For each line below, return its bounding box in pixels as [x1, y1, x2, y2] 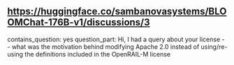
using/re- [200, 42, 228, 51]
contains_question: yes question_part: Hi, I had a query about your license [7, 35, 221, 43]
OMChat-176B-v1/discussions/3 [7, 17, 150, 29]
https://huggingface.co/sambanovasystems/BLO [7, 6, 227, 17]
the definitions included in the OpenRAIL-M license [24, 50, 171, 58]
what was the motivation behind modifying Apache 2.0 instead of [11, 42, 200, 51]
